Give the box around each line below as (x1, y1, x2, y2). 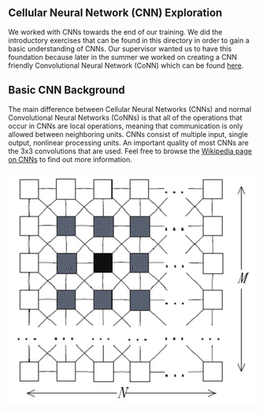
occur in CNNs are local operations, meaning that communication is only (8, 121, 243, 131)
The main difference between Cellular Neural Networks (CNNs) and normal (8, 104, 252, 113)
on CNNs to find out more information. (8, 154, 132, 164)
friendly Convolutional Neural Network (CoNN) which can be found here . (8, 61, 244, 70)
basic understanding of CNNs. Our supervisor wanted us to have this (8, 43, 232, 54)
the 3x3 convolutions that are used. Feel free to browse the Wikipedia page (8, 146, 252, 156)
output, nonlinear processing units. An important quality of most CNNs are (8, 138, 250, 147)
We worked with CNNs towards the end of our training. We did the (8, 27, 223, 36)
